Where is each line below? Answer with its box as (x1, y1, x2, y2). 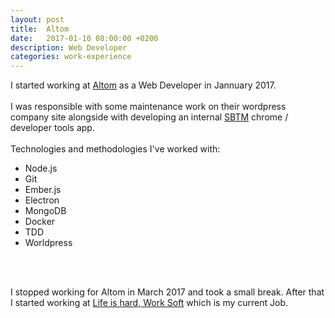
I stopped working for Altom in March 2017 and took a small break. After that (10, 286, 325, 298)
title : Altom (10, 24, 70, 34)
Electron (24, 194, 60, 206)
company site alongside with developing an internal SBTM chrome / (10, 111, 289, 123)
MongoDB (24, 205, 67, 217)
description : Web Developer (10, 42, 128, 53)
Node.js (24, 162, 58, 175)
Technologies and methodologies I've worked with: (10, 143, 221, 155)
